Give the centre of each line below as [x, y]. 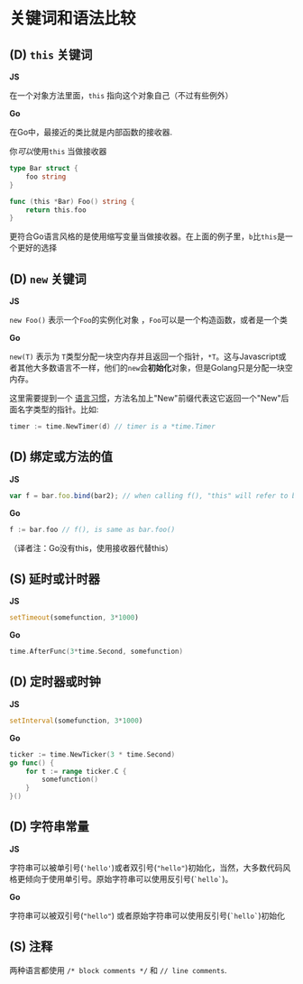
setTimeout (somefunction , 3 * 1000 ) [74, 618]
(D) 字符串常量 [49, 827]
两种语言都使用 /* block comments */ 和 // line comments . [118, 970]
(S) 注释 [31, 947]
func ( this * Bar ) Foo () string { [72, 201]
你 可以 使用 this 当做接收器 [58, 151]
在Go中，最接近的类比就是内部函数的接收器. [91, 132]
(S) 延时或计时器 [55, 579]
